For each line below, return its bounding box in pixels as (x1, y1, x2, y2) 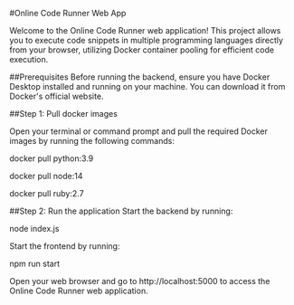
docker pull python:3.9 (9, 153, 94, 164)
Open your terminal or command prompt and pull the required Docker (9, 126, 269, 137)
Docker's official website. (9, 91, 104, 101)
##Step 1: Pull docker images (9, 109, 118, 119)
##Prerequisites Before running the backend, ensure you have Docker (9, 71, 270, 82)
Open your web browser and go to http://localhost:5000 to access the (9, 276, 270, 286)
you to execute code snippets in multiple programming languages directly (9, 35, 283, 45)
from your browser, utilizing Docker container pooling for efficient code (9, 44, 274, 55)
